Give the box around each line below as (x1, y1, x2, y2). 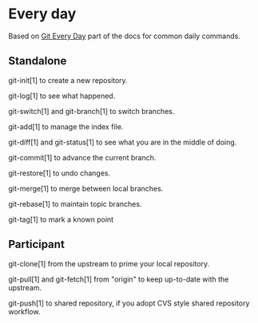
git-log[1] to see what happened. (8, 91, 116, 100)
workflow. (8, 306, 41, 316)
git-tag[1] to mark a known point (8, 215, 114, 224)
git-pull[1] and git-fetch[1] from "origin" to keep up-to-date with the (8, 274, 229, 284)
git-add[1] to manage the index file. (8, 121, 124, 132)
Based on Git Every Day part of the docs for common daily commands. (8, 31, 241, 41)
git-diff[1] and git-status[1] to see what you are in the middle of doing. (8, 137, 237, 147)
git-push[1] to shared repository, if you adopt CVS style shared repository (8, 298, 250, 308)
